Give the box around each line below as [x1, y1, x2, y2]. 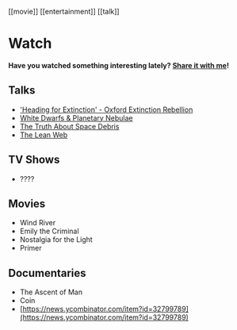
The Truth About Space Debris [19, 121, 120, 131]
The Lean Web [19, 130, 68, 140]
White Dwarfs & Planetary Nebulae [19, 113, 133, 122]
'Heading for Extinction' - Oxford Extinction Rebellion [19, 105, 193, 114]
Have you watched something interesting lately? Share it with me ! [8, 60, 230, 70]
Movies [8, 197, 46, 210]
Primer [19, 244, 42, 253]
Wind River [19, 218, 56, 228]
